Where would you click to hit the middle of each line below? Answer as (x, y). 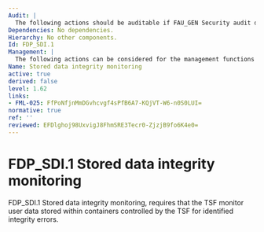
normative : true (35, 111)
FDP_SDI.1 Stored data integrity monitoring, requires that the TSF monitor (126, 202)
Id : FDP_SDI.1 (31, 45)
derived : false (33, 81)
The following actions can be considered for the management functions (135, 60)
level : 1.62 (27, 88)
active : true (29, 74)
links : (19, 96)
